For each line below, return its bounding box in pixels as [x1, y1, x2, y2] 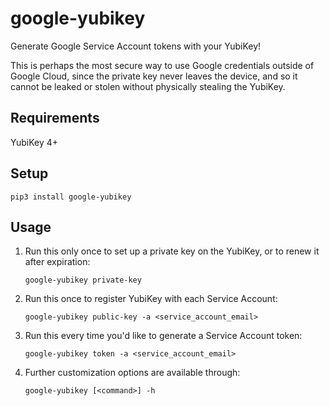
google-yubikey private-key [24, 275, 142, 286]
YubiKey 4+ [10, 136, 59, 148]
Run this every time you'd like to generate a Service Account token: [24, 330, 303, 342]
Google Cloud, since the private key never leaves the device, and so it [10, 70, 298, 82]
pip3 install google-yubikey [10, 192, 132, 202]
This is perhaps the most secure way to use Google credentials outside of [10, 59, 315, 71]
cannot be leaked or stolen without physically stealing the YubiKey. [10, 80, 286, 92]
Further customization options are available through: [24, 367, 241, 379]
